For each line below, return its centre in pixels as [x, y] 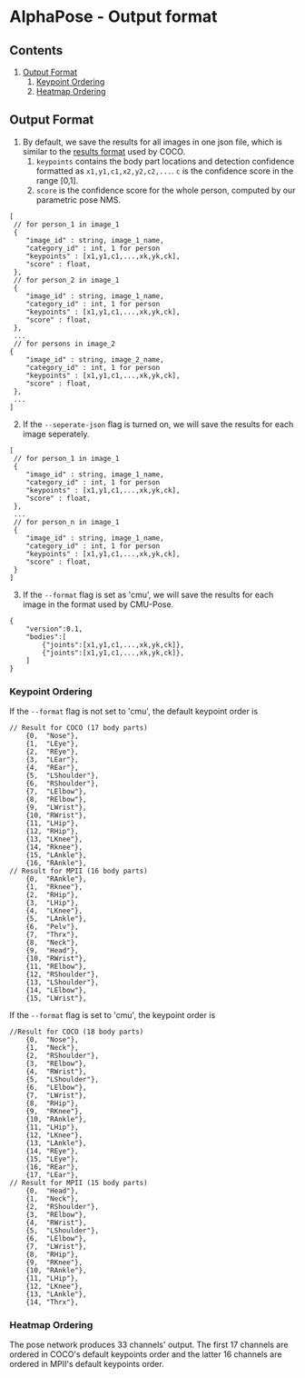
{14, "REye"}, [52, 1152]
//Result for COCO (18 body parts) [77, 1032]
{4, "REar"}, [52, 768]
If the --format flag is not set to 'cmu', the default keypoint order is [134, 712]
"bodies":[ [46, 637]
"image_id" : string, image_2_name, [95, 359]
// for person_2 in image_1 [66, 280]
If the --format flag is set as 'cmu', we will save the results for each [148, 594]
